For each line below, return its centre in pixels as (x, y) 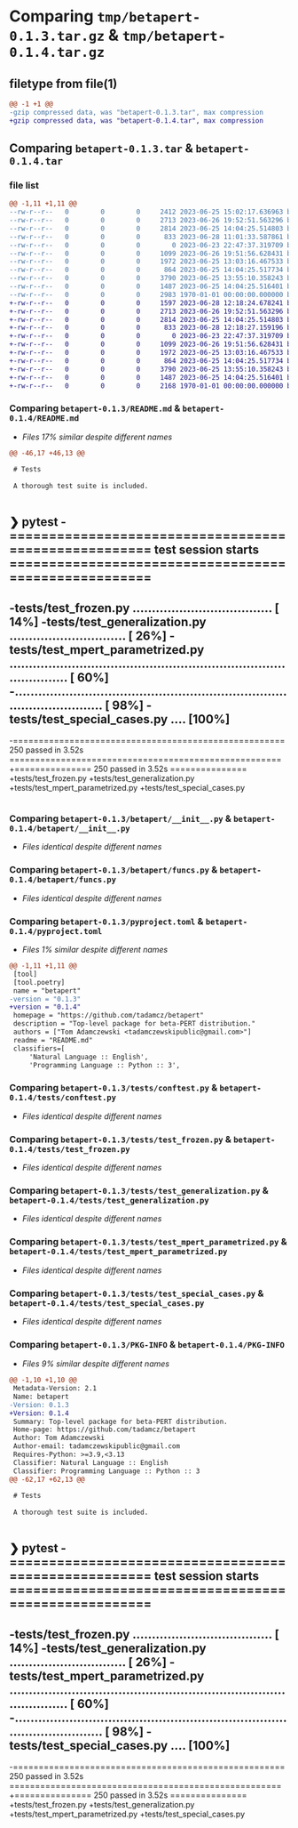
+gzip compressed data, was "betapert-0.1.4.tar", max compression (137, 121)
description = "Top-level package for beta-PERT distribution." (134, 1024)
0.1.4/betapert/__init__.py (70, 829)
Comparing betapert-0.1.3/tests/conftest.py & (114, 1088)
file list (24, 185)
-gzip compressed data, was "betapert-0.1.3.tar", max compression (137, 112)
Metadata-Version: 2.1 (55, 1389)
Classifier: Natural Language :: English (90, 1462)
